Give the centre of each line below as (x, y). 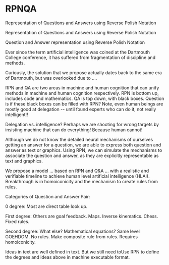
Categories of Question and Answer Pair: (48, 196)
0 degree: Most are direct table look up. (46, 206)
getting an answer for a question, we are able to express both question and (83, 145)
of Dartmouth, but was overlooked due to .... (51, 78)
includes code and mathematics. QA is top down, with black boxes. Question (85, 98)
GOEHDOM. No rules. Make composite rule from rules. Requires (71, 236)
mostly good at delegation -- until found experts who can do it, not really (81, 109)
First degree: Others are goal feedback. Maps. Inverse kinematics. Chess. (82, 216)
